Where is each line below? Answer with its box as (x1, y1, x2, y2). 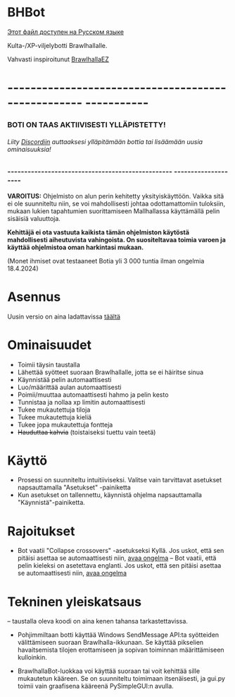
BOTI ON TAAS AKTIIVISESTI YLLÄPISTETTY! (7, 120, 167, 130)
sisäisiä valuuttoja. (7, 214, 61, 222)
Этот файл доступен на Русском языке (7, 28, 125, 36)
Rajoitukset (7, 523, 75, 539)
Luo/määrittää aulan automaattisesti (17, 383, 122, 391)
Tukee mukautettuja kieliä (17, 412, 92, 421)
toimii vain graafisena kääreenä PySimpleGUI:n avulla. (17, 682, 174, 691)
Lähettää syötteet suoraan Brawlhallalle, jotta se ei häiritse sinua (17, 368, 204, 376)
